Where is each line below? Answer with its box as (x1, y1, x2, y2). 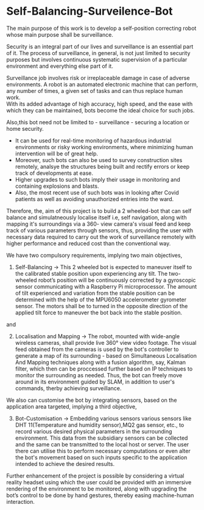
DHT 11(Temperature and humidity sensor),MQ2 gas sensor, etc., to (15, 421, 185, 429)
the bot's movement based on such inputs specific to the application (15, 454, 188, 461)
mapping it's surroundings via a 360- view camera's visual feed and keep (6, 220, 191, 227)
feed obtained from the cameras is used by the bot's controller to (15, 346, 179, 353)
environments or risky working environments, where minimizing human (15, 143, 194, 150)
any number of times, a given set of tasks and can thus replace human (6, 87, 183, 94)
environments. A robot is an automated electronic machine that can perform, (6, 81, 199, 88)
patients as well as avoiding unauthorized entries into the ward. (15, 195, 174, 202)
